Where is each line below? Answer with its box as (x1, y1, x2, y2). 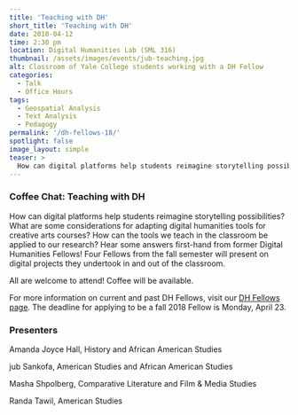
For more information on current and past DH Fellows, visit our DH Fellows (9, 292, 281, 302)
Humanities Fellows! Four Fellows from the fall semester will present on (9, 248, 269, 259)
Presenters (9, 324, 59, 336)
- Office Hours (17, 87, 74, 96)
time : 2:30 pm (9, 37, 62, 47)
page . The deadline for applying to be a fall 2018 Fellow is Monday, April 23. (9, 301, 286, 312)
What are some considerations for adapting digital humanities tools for (9, 220, 266, 231)
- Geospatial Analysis (17, 104, 101, 113)
